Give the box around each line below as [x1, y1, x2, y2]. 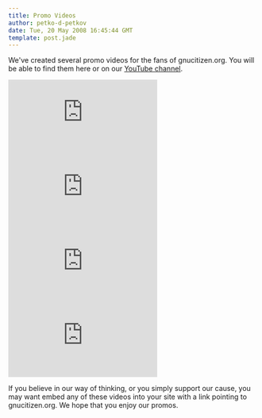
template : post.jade [8, 33, 77, 42]
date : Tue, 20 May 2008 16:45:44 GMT [8, 26, 133, 34]
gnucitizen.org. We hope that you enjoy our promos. [8, 401, 179, 410]
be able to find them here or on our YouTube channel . [8, 64, 183, 74]
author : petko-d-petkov [8, 19, 87, 27]
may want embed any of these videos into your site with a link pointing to [8, 392, 248, 401]
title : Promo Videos [8, 11, 77, 20]
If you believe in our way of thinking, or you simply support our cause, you [8, 384, 252, 393]
